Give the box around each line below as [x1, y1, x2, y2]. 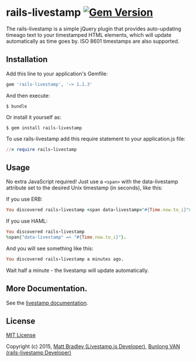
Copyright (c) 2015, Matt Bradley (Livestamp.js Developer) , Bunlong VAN [6, 343, 180, 350]
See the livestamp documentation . [6, 299, 89, 306]
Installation [6, 54, 48, 64]
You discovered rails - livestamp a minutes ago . [6, 256, 124, 262]
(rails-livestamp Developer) [6, 349, 72, 356]
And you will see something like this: [6, 244, 94, 251]
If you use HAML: [6, 218, 48, 225]
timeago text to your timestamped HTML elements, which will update [6, 31, 172, 38]
